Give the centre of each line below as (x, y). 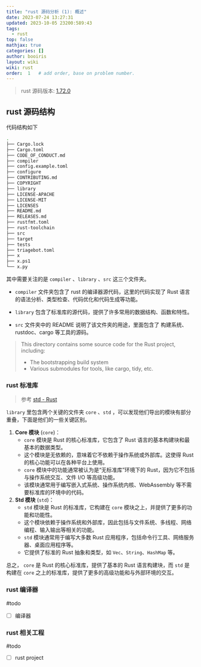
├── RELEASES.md (26, 217)
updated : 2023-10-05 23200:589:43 (49, 23)
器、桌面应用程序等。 (50, 545)
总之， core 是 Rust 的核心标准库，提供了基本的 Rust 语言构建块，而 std (95, 565)
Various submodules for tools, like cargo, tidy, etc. (92, 369)
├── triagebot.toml (31, 250)
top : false (20, 40)
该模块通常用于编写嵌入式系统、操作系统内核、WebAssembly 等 (102, 485)
